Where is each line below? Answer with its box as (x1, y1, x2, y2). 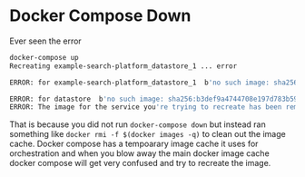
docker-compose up (9, 53, 79, 62)
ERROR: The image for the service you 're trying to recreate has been (9, 103, 282, 112)
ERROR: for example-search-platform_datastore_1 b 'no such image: (9, 78, 271, 87)
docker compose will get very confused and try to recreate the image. (9, 158, 271, 169)
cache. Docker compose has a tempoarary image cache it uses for (9, 138, 259, 150)
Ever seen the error (9, 35, 82, 46)
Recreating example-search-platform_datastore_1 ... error (9, 61, 238, 71)
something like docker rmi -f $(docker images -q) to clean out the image (9, 129, 286, 140)
